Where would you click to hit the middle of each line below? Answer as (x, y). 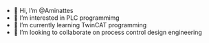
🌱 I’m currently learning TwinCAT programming (80, 25)
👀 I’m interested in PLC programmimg (66, 18)
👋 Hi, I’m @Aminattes (43, 11)
